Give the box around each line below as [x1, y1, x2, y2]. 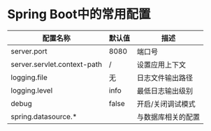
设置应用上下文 [136, 60, 187, 70]
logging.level [10, 85, 53, 95]
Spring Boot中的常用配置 [7, 6, 151, 22]
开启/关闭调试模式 [136, 99, 196, 109]
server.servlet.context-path [10, 59, 103, 69]
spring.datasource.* [10, 111, 78, 121]
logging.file [10, 72, 48, 82]
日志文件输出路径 [136, 72, 194, 82]
